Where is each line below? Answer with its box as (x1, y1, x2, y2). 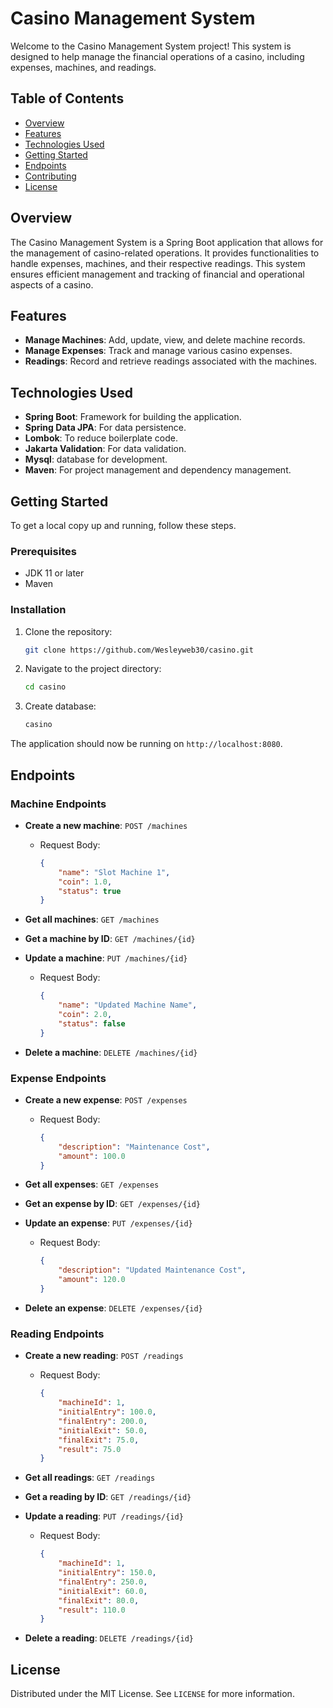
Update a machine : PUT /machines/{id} (24, 952, 188, 964)
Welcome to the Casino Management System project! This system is (10, 40, 292, 52)
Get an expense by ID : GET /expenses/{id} (24, 1198, 202, 1210)
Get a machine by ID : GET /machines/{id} (24, 933, 196, 945)
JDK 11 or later (24, 567, 85, 579)
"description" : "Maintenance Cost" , (58, 1142, 211, 1152)
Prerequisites (10, 544, 77, 558)
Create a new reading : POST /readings (24, 1350, 184, 1362)
